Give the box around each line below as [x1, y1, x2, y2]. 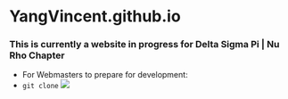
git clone [21, 82, 60, 91]
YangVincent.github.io [9, 6, 181, 27]
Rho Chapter [9, 49, 65, 62]
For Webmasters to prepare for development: [21, 70, 189, 80]
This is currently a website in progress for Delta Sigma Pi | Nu [9, 38, 280, 51]
